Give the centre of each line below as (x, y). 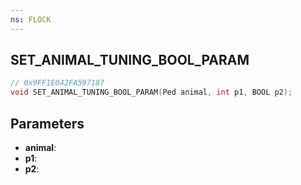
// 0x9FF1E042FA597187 (57, 83)
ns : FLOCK (31, 19)
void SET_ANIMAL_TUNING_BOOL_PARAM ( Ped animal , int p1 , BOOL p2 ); (151, 92)
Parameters (47, 123)
